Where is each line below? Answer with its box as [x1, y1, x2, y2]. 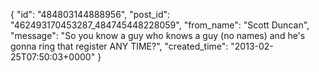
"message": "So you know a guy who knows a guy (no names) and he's [10, 30, 306, 41]
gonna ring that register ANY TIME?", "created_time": [10, 40, 229, 52]
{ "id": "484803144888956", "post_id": [10, 9, 171, 20]
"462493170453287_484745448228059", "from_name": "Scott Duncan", [10, 19, 310, 31]
